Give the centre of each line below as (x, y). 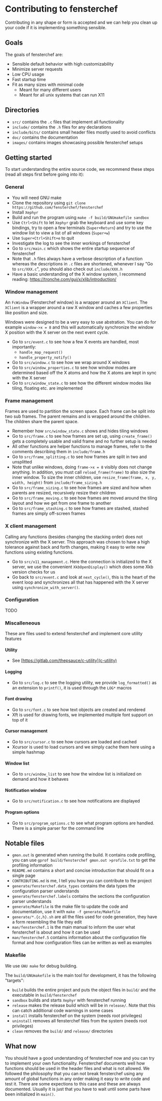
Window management (31, 292)
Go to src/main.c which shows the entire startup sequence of (73, 248)
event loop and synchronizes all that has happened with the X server (80, 582)
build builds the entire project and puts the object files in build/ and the (84, 990)
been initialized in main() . (30, 1094)
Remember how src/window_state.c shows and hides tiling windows (80, 431)
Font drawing (19, 699)
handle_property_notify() (45, 358)
